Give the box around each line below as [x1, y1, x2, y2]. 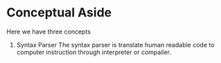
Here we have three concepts [6, 27, 91, 36]
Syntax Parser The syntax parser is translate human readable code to [16, 40, 215, 49]
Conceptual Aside [6, 5, 112, 21]
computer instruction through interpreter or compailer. [16, 48, 171, 56]
